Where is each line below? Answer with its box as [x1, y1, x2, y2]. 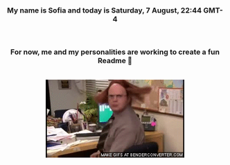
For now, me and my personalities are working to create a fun [10, 47, 220, 57]
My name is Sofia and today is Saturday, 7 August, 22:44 [6, 6, 202, 15]
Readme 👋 [98, 56, 132, 66]
